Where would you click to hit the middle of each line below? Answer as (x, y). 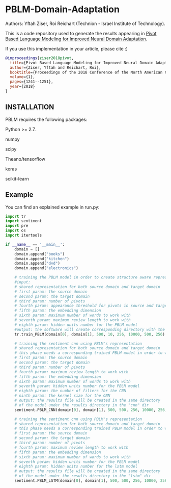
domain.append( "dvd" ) (37, 264)
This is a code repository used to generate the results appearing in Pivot (81, 33)
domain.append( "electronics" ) (47, 268)
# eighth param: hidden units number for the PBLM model (76, 325)
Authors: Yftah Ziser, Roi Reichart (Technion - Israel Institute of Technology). (85, 23)
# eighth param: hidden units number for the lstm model (76, 467)
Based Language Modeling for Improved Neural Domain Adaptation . (76, 39)
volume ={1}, (23, 77)
